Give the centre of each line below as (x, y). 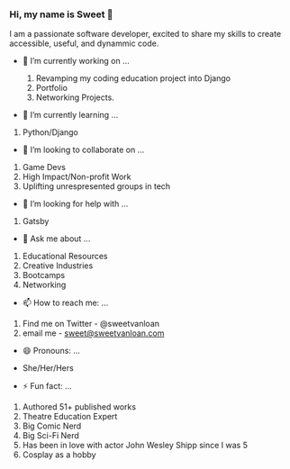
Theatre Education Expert (70, 417)
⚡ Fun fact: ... (47, 386)
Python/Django (50, 132)
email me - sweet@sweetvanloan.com (93, 333)
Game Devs (44, 167)
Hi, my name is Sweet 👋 (62, 14)
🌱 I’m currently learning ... (70, 115)
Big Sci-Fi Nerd (50, 436)
